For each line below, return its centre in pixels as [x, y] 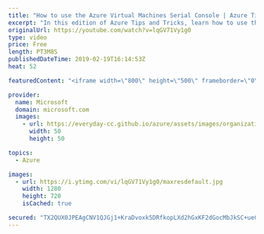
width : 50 [45, 132]
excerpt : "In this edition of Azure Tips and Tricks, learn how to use [128, 23]
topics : [21, 153]
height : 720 [42, 196]
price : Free [27, 45]
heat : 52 [22, 67]
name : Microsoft [42, 102]
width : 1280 [42, 189]
